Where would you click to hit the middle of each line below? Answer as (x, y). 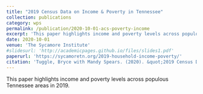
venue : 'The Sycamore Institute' (48, 46)
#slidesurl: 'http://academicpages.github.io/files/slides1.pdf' (90, 51)
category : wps (24, 23)
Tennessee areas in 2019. (38, 85)
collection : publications (39, 17)
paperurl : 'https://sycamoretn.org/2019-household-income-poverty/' (94, 56)
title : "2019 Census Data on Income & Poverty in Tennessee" (85, 12)
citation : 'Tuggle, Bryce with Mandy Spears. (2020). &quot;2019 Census (100, 62)
